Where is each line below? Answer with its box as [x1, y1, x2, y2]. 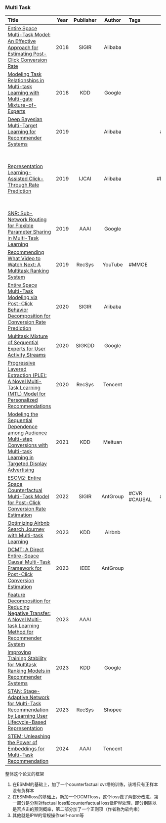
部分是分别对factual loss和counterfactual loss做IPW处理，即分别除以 [16, 800, 157, 806]
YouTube [102, 261, 123, 268]
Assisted [7, 175, 28, 182]
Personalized [7, 397, 38, 404]
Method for [7, 629, 34, 636]
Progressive [7, 360, 36, 366]
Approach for [7, 44, 39, 51]
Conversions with [7, 442, 48, 449]
